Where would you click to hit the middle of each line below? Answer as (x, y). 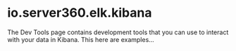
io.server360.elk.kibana (80, 13)
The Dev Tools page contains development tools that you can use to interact (118, 32)
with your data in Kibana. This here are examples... (81, 39)
